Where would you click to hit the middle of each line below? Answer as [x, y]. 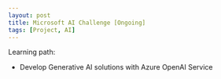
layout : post [29, 15]
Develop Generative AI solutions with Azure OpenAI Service [116, 67]
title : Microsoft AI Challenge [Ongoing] [77, 23]
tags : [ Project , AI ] [42, 30]
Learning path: [32, 52]
